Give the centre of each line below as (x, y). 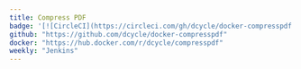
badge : (22, 26)
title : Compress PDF (48, 17)
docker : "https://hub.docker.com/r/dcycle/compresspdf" (116, 43)
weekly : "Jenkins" (44, 51)
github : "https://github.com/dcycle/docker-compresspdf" (119, 34)
